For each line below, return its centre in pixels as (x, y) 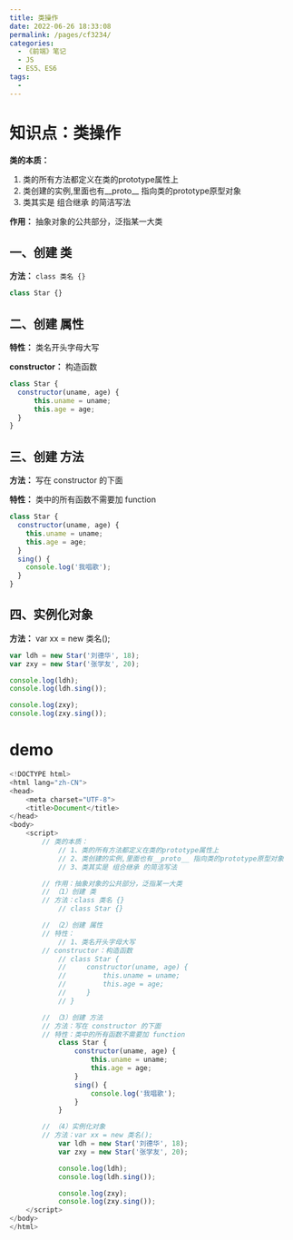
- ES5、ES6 (37, 69)
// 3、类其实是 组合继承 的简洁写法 (117, 867)
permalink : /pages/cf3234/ (60, 34)
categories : (32, 43)
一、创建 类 (41, 252)
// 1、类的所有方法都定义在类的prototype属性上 (138, 850)
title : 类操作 (34, 18)
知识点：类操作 (65, 133)
